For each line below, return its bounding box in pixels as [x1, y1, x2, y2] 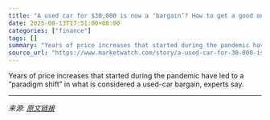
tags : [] [8, 34, 38, 42]
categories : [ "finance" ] [8, 26, 92, 34]
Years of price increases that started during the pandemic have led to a [8, 71, 244, 80]
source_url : [8, 49, 48, 57]
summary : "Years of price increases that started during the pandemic [8, 42, 250, 50]
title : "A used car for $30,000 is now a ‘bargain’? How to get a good [8, 11, 253, 20]
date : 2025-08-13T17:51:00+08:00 [8, 19, 121, 27]
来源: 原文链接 [8, 103, 55, 113]
